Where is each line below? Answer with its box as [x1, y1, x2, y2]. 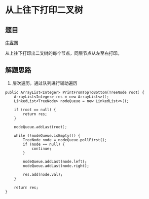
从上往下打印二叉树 [5, 4, 83, 16]
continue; [31, 146, 52, 151]
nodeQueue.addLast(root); [14, 124, 68, 129]
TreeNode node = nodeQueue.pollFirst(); [23, 137, 107, 142]
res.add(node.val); [23, 172, 63, 177]
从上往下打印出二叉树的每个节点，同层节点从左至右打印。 [5, 50, 122, 56]
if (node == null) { [23, 142, 65, 147]
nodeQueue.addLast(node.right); [23, 163, 90, 168]
